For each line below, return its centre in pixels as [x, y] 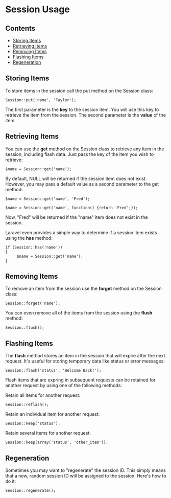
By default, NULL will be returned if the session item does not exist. [76, 178]
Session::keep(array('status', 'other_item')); [57, 443]
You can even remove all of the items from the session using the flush [79, 313]
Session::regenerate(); [31, 491]
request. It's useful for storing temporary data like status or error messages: [85, 361]
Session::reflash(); [27, 405]
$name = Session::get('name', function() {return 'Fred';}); [72, 208]
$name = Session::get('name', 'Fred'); [48, 199]
